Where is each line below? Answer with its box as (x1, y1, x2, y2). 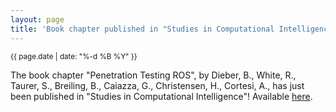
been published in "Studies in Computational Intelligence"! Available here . (10, 90, 313, 102)
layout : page (10, 14, 65, 25)
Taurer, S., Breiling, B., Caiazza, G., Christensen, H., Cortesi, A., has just (10, 79, 305, 91)
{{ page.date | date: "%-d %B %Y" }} (10, 51, 138, 61)
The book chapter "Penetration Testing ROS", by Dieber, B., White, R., (10, 69, 297, 81)
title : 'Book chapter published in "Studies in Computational (10, 24, 275, 34)
